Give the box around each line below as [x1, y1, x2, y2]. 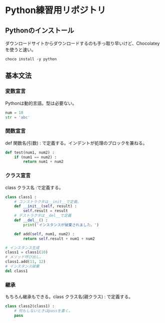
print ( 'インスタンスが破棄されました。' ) [23, 222, 99, 227]
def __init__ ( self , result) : [14, 204, 77, 209]
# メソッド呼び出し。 [5, 254, 43, 260]
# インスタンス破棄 [5, 264, 39, 269]
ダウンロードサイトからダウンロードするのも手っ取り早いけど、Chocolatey [5, 41, 160, 46]
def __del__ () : [14, 218, 48, 223]
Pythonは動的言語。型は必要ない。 [5, 100, 77, 106]
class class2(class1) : [5, 304, 55, 309]
